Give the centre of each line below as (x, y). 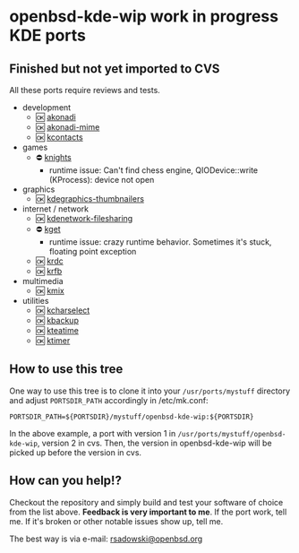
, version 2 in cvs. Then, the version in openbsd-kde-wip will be (154, 443)
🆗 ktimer (53, 341)
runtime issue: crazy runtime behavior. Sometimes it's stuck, (160, 242)
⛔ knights (53, 157)
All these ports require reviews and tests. (85, 90)
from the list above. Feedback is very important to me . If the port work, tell (148, 512)
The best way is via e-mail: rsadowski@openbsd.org (106, 539)
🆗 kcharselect (63, 310)
